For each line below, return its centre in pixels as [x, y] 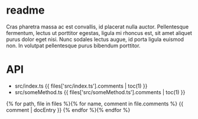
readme [25, 10]
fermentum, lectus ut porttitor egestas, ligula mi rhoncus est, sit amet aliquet [99, 33]
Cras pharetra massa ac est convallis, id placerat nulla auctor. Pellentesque [98, 27]
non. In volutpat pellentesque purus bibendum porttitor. [73, 46]
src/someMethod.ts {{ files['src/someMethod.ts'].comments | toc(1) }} [100, 92]
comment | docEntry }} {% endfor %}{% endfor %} [68, 110]
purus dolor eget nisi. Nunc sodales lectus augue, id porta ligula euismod [95, 39]
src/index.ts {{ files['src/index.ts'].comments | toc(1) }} [81, 86]
